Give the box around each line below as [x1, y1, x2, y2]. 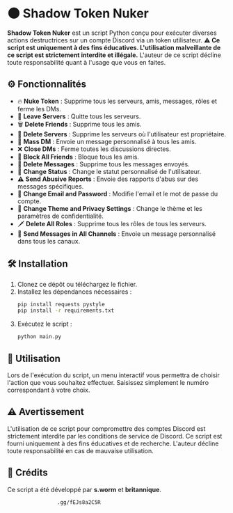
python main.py [17, 333, 62, 340]
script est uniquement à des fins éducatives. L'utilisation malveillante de [7, 43, 221, 52]
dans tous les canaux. [17, 237, 81, 245]
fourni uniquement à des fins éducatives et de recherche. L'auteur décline [7, 439, 219, 448]
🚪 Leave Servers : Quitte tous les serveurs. [17, 112, 141, 120]
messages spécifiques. [17, 182, 84, 190]
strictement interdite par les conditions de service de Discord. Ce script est [7, 432, 223, 440]
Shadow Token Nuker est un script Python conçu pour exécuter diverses [7, 29, 217, 37]
